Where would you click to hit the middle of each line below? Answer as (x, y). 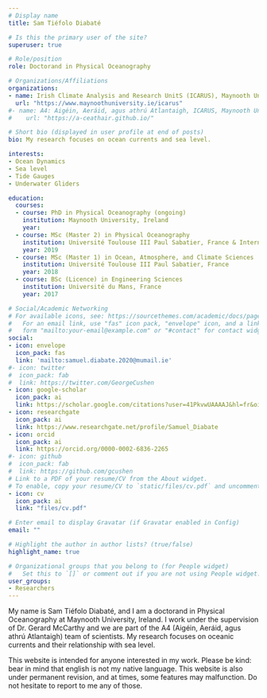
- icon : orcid (32, 435)
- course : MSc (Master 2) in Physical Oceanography (103, 235)
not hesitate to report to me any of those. (75, 686)
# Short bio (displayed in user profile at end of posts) (106, 132)
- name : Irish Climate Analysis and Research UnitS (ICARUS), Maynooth (129, 96)
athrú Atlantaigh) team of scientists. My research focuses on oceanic (121, 637)
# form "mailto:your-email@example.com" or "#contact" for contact (126, 331)
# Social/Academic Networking (58, 308)
